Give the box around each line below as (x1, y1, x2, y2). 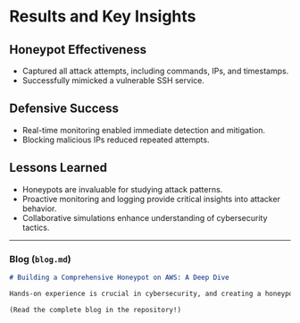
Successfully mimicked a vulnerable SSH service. (21, 75, 205, 86)
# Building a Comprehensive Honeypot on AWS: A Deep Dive (9, 273, 229, 282)
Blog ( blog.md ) (9, 252, 71, 265)
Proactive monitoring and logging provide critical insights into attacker (21, 193, 281, 204)
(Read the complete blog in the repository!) (9, 305, 181, 314)
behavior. (21, 203, 57, 214)
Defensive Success (9, 101, 119, 116)
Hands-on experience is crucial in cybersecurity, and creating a (9, 289, 262, 298)
